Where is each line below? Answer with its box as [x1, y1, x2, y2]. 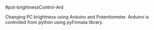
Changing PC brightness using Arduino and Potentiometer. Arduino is [5, 14, 149, 19]
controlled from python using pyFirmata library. [5, 19, 104, 25]
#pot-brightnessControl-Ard [5, 4, 64, 10]
